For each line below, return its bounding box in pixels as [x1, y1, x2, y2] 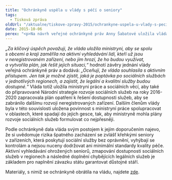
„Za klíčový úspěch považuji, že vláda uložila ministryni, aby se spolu [5, 46, 153, 51]
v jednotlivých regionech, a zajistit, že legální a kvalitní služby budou [5, 78, 150, 84]
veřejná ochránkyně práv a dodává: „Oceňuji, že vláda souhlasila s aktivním [5, 67, 165, 73]
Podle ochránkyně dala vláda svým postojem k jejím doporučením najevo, [5, 126, 160, 132]
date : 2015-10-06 [5, 27, 42, 32]
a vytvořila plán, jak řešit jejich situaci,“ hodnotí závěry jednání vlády [5, 62, 151, 68]
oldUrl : [5, 22, 22, 27]
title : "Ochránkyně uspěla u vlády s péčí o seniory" [5, 7, 123, 13]
